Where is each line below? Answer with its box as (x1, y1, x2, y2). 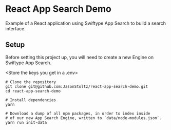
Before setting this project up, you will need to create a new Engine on (5, 54, 154, 60)
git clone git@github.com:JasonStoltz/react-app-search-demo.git (5, 84, 148, 89)
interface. (5, 25, 26, 31)
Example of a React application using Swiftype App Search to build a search (5, 20, 166, 26)
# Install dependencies (5, 97, 56, 103)
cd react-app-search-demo (5, 88, 61, 94)
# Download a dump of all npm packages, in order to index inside (5, 111, 150, 116)
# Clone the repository (5, 79, 56, 85)
